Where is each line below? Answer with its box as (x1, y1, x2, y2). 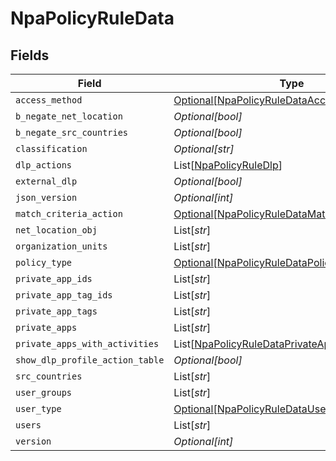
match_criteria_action (15, 208, 123, 219)
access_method (15, 95, 83, 106)
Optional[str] (173, 142, 235, 156)
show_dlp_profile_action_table (15, 355, 165, 366)
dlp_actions (15, 160, 73, 171)
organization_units (15, 241, 108, 252)
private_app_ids (15, 273, 93, 284)
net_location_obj (15, 225, 98, 236)
